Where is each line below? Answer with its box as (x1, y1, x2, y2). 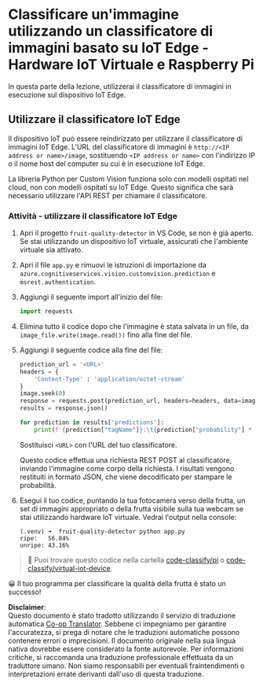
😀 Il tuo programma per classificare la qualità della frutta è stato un (8, 578, 226, 588)
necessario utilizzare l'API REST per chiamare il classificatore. (8, 190, 208, 200)
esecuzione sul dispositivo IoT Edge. (8, 90, 126, 99)
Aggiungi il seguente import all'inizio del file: (19, 293, 163, 302)
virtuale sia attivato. (19, 245, 84, 255)
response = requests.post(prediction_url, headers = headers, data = (19, 397, 242, 405)
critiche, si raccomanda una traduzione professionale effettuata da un (8, 652, 234, 662)
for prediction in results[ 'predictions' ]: (19, 419, 165, 426)
